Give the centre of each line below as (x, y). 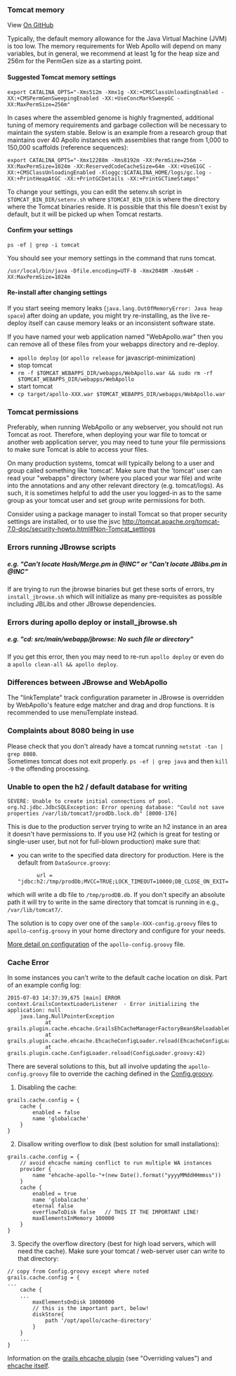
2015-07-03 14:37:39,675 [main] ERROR (64, 998)
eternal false (53, 1206)
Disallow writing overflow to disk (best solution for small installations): (118, 1144)
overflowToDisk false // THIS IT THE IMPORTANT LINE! (116, 1212)
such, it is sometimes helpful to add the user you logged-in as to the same (114, 493)
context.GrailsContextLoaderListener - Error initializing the (103, 1004)
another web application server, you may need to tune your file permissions (117, 442)
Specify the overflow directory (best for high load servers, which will (117, 1244)
